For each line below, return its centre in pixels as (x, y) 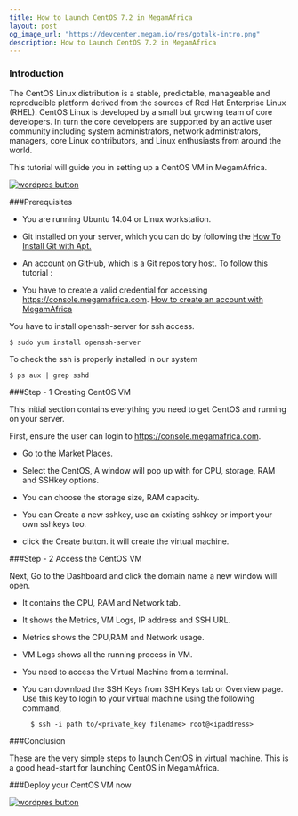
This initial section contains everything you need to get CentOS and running (148, 409)
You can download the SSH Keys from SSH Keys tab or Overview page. (153, 688)
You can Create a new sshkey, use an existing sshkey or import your (147, 515)
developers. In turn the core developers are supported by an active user (141, 121)
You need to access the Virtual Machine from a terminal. (125, 672)
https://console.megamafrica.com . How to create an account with (143, 299)
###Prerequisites (41, 202)
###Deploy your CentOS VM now (70, 785)
